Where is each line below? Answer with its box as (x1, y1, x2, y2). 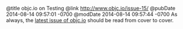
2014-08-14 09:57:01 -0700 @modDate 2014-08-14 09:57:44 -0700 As (6, 11, 178, 18)
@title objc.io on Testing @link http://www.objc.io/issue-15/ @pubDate (6, 5, 176, 11)
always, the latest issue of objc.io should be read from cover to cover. (6, 17, 174, 23)
